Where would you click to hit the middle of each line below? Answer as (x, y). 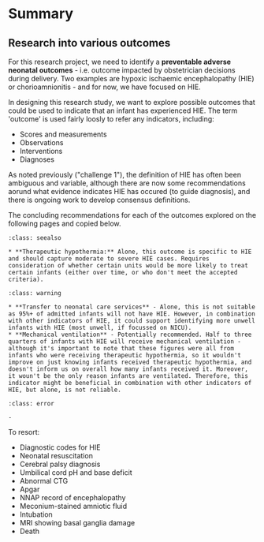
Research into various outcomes (89, 43)
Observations (41, 142)
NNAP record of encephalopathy (73, 497)
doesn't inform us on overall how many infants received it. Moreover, (128, 369)
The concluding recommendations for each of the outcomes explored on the (132, 215)
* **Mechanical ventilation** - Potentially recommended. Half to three (130, 335)
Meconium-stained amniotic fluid (73, 506)
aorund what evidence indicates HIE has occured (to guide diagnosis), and (129, 191)
